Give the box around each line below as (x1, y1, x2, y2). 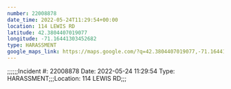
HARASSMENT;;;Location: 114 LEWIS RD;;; (7, 74, 127, 82)
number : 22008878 (7, 10, 57, 17)
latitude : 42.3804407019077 (7, 29, 88, 36)
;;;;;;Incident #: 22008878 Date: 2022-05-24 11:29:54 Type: (7, 66, 175, 75)
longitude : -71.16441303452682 (7, 36, 97, 42)
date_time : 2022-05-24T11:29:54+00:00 (7, 16, 118, 23)
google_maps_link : (7, 49, 60, 55)
